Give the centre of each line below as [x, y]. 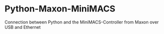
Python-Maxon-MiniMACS [60, 9]
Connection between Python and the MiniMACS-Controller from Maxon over [82, 22]
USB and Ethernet [23, 27]
